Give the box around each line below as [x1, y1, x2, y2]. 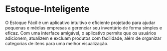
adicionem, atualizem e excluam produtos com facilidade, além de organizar [5, 35, 162, 41]
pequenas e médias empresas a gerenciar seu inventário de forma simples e [5, 25, 163, 30]
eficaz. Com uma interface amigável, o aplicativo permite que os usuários [5, 30, 157, 36]
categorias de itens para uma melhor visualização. [5, 40, 109, 46]
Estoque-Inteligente [5, 3, 90, 15]
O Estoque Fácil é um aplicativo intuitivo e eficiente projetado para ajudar [5, 20, 156, 25]
